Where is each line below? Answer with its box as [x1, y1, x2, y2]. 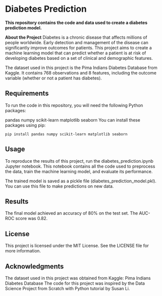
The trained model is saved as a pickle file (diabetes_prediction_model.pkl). [5, 178, 157, 184]
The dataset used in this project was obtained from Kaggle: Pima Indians [5, 275, 151, 281]
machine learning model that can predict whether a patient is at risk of [5, 50, 146, 56]
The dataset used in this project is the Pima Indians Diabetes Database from [5, 65, 158, 71]
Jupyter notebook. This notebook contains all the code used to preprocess [5, 163, 155, 169]
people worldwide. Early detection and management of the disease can [5, 39, 149, 45]
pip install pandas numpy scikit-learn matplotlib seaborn [5, 131, 128, 137]
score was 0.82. [15, 216, 48, 222]
